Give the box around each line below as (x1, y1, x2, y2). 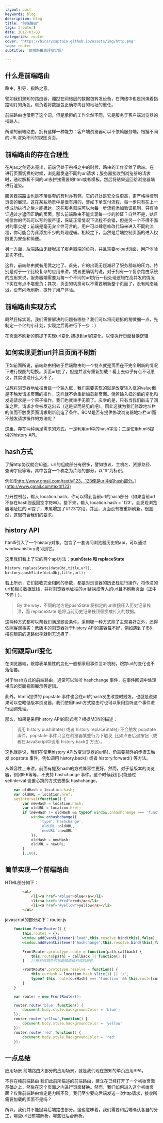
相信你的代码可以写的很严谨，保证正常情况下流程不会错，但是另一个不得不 (5, 218, 154, 223)
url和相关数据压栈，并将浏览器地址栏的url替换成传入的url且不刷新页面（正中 (5, 586, 157, 592)
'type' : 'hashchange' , (39, 819, 83, 824)
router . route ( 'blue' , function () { (14, 1003, 83, 1008)
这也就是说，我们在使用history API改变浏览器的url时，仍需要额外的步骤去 (5, 749, 151, 755)
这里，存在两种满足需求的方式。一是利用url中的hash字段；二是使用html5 (5, 425, 150, 432)
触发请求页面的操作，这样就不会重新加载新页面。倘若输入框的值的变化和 (13, 391, 158, 397)
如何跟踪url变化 (5, 647, 52, 655)
